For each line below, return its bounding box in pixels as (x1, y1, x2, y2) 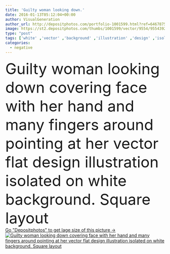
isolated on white (5, 171, 127, 190)
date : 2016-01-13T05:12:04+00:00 (5, 12, 76, 17)
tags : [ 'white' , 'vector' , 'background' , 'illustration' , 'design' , (5, 36, 155, 41)
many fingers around (5, 115, 154, 134)
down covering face (5, 77, 148, 97)
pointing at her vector (5, 134, 159, 153)
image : (5, 26, 19, 31)
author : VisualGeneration (5, 17, 60, 22)
